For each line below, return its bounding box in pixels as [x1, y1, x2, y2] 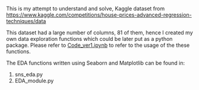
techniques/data [6, 18, 46, 24]
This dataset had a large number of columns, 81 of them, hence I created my [6, 29, 193, 36]
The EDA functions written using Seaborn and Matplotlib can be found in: [6, 59, 185, 66]
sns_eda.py [14, 71, 43, 78]
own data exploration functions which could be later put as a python [6, 36, 173, 42]
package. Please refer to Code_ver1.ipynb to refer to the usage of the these [6, 41, 190, 49]
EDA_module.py [14, 77, 54, 84]
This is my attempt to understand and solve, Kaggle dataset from [6, 5, 165, 12]
